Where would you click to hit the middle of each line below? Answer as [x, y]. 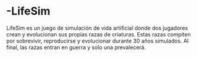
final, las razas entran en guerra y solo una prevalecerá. [76, 47]
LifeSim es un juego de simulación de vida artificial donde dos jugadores [97, 28]
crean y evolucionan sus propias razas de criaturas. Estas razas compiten [98, 34]
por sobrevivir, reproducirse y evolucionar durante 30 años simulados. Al [98, 41]
